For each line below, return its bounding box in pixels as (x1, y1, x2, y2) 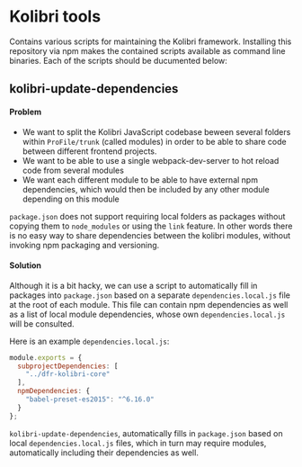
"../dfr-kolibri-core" (25, 370, 111, 379)
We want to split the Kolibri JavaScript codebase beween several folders (22, 126, 291, 137)
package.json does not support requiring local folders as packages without (9, 211, 286, 221)
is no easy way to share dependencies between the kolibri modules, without (9, 229, 291, 240)
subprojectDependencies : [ (17, 362, 119, 371)
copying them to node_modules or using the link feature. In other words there (9, 220, 293, 231)
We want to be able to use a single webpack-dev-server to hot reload (22, 155, 280, 166)
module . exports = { (9, 353, 83, 362)
